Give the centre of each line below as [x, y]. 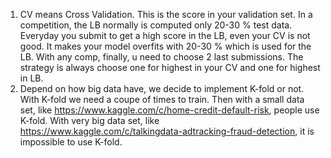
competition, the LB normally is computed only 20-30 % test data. [156, 25]
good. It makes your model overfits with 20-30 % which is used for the [165, 46]
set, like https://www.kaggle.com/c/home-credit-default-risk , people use [169, 110]
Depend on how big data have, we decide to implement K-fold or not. [162, 88]
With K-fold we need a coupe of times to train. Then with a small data [162, 99]
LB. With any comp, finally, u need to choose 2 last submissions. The [161, 57]
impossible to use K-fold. [71, 142]
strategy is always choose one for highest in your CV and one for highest [170, 67]
